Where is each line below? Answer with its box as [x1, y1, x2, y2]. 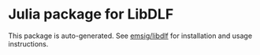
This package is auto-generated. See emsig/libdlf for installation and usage [8, 31, 253, 40]
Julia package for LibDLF [8, 5, 174, 23]
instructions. [8, 39, 49, 48]
